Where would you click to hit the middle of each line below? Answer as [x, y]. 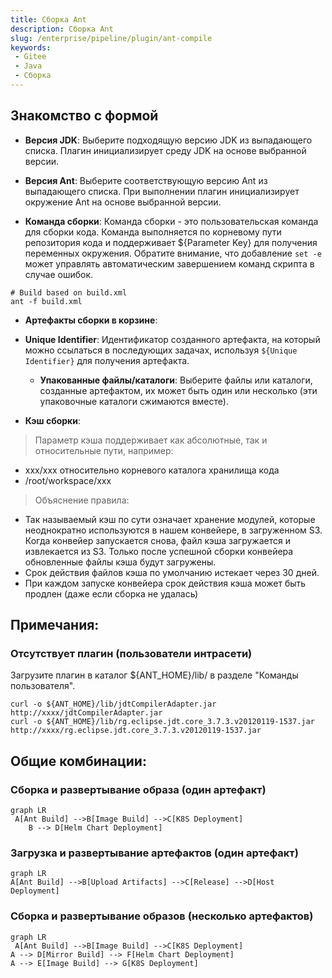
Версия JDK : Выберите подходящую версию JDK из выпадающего [168, 140]
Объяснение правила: [82, 500]
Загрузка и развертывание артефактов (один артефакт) [154, 853]
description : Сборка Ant [62, 29]
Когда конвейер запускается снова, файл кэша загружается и [157, 540]
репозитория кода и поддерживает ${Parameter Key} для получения [171, 242]
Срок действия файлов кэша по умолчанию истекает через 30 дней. [172, 572]
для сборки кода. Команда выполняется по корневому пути [153, 232]
